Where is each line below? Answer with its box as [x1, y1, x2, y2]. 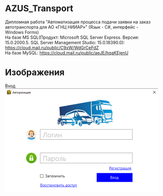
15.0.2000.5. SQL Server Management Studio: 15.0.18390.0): [5, 39, 125, 45]
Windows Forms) [5, 29, 39, 35]
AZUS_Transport [5, 3, 74, 14]
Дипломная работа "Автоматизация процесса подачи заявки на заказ [5, 19, 151, 25]
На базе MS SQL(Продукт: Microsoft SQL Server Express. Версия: [5, 34, 139, 40]
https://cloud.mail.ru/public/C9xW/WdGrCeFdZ [5, 45, 99, 50]
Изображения [5, 67, 65, 78]
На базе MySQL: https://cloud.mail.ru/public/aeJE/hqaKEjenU [5, 49, 129, 56]
